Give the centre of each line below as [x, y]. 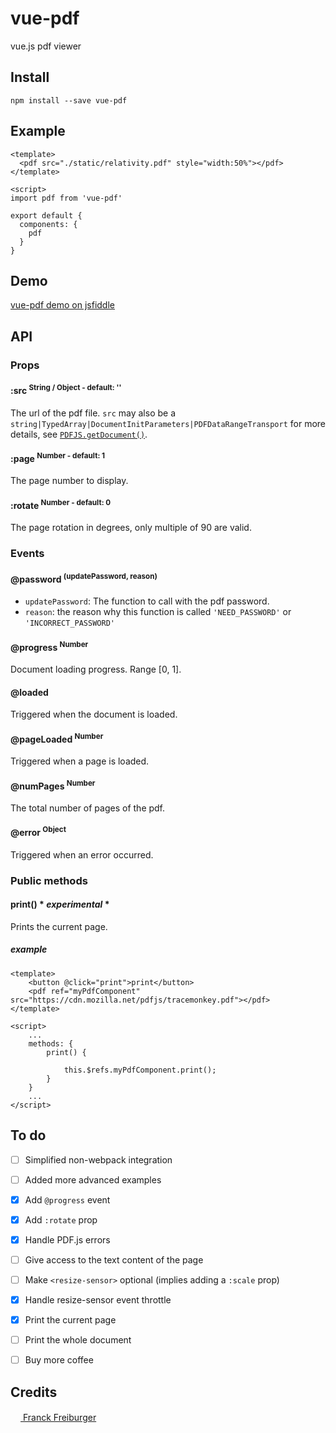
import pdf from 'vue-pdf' [66, 198]
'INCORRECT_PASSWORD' [69, 623]
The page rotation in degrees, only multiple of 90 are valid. [131, 528]
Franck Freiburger [59, 1418]
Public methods [49, 880]
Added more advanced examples [93, 1179]
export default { [46, 215]
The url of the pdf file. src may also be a [93, 413]
